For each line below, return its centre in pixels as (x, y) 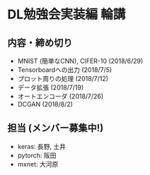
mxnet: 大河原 (38, 164)
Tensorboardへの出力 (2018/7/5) (65, 70)
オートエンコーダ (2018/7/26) (60, 96)
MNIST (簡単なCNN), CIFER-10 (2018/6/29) (80, 61)
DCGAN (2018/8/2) (45, 104)
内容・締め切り (40, 43)
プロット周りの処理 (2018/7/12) (63, 79)
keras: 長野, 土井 (41, 146)
